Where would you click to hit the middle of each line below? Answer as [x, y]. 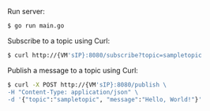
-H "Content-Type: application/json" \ [73, 92]
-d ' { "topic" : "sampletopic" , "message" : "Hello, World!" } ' [105, 99]
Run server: [26, 11]
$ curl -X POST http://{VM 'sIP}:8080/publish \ [87, 85]
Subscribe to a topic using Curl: [59, 41]
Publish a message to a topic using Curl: [73, 70]
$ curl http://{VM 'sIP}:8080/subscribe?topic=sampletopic [105, 55]
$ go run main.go [36, 26]
